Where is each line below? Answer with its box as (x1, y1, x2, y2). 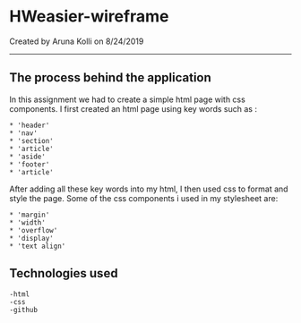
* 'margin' (9, 210, 50, 219)
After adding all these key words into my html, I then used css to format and (9, 183, 288, 194)
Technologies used (9, 266, 118, 281)
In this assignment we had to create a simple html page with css (9, 94, 246, 105)
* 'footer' (9, 159, 50, 169)
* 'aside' (9, 152, 47, 161)
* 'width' (9, 217, 47, 227)
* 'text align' (9, 242, 66, 251)
